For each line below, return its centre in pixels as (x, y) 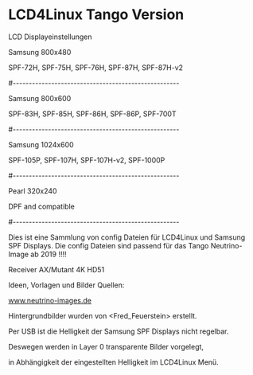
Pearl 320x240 (33, 191)
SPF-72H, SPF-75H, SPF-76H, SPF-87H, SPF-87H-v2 (96, 67)
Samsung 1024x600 (41, 144)
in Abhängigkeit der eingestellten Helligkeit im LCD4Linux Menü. (113, 362)
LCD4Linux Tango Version (96, 15)
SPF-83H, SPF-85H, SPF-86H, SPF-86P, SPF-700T (92, 114)
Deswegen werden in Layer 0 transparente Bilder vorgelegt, (106, 346)
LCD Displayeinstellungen (51, 37)
